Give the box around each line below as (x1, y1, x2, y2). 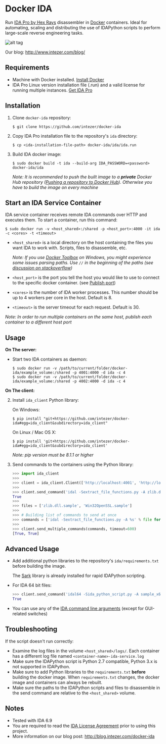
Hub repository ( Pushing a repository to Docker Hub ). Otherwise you (12, 179, 152, 185)
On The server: (5, 347, 37, 353)
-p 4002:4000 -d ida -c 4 (72, 379, 125, 384)
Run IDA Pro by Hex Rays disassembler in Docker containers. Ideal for (5, 19, 147, 25)
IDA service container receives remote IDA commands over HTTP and (5, 212, 147, 218)
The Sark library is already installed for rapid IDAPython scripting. (12, 573, 146, 579)
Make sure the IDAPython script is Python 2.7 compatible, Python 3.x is (12, 658, 158, 664)
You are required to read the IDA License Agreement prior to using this (12, 723, 156, 729)
